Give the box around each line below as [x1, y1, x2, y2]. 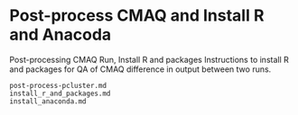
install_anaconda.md [9, 96, 88, 106]
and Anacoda [9, 24, 112, 45]
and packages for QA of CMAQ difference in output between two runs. [9, 64, 272, 75]
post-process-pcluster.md [9, 81, 107, 90]
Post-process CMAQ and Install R [9, 5, 265, 26]
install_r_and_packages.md [9, 89, 111, 98]
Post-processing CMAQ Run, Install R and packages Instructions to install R [9, 54, 289, 65]
